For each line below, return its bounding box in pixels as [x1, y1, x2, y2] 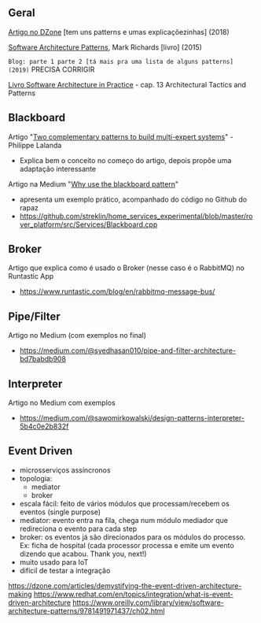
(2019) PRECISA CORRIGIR [8, 65, 95, 74]
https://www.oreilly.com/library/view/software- [72, 598, 224, 607]
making [8, 589, 33, 599]
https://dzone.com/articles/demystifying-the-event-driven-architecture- [8, 580, 242, 590]
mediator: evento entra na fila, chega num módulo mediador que [19, 515, 229, 525]
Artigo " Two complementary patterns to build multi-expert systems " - [8, 132, 233, 141]
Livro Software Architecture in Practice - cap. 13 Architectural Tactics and [8, 80, 246, 89]
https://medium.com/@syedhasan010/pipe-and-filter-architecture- [19, 346, 237, 355]
